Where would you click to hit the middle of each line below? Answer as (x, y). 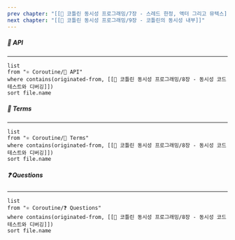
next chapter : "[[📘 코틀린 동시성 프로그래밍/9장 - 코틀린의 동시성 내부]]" (106, 20)
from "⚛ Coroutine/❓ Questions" (54, 208)
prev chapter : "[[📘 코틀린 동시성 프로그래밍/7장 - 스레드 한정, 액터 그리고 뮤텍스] (117, 14)
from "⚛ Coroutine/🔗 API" (45, 72)
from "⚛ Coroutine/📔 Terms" (48, 138)
